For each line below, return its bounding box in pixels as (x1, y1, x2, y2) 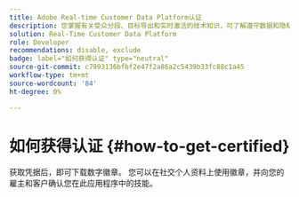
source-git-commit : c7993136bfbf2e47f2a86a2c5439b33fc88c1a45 (9, 63, 245, 72)
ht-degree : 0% (9, 87, 62, 96)
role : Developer (9, 37, 69, 47)
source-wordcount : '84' (9, 79, 98, 88)
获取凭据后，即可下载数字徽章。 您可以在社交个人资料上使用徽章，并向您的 (9, 167, 285, 177)
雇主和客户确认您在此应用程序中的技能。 (9, 178, 158, 189)
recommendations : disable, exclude (9, 46, 141, 55)
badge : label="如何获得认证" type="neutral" (9, 54, 169, 63)
